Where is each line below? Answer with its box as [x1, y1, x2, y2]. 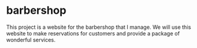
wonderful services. [6, 36, 56, 43]
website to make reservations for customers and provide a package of [6, 29, 180, 37]
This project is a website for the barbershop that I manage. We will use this [6, 23, 191, 31]
